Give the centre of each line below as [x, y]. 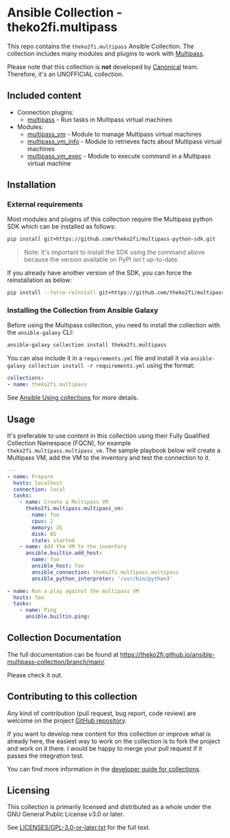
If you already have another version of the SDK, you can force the [100, 273]
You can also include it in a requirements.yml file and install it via [98, 358]
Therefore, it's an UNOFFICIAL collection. [66, 74]
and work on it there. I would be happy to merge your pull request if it [105, 748]
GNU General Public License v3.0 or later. [66, 814]
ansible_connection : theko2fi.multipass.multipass [105, 572]
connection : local [40, 489]
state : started [53, 540]
